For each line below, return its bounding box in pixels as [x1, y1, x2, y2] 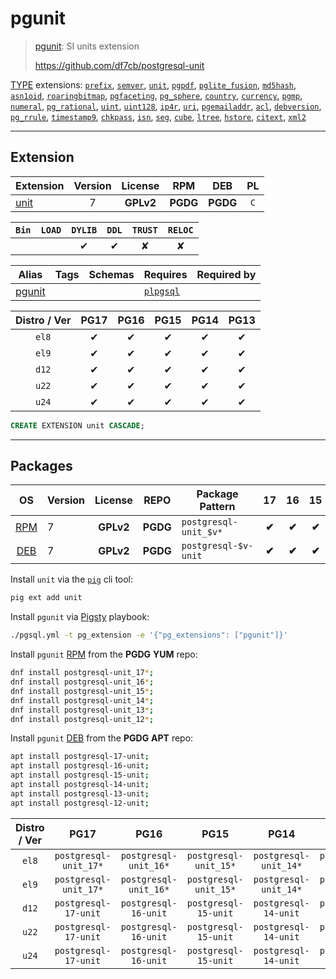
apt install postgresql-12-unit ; [10, 798, 150, 808]
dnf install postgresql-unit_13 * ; [10, 705, 155, 715]
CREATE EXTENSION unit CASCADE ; [10, 420, 145, 431]
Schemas [88, 267, 135, 281]
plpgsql [143, 285, 181, 297]
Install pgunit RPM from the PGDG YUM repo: [10, 648, 198, 661]
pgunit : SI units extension [34, 40, 140, 52]
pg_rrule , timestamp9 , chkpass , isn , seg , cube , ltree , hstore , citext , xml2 [10, 110, 307, 122]
